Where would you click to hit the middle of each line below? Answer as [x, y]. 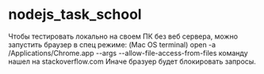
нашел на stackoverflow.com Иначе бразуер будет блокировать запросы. [132, 61]
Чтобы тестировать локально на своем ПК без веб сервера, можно [123, 36]
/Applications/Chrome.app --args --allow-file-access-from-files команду [128, 53]
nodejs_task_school [75, 15]
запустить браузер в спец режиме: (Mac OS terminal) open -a [112, 44]
